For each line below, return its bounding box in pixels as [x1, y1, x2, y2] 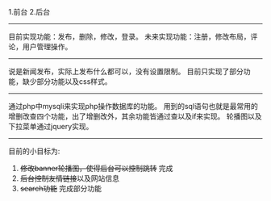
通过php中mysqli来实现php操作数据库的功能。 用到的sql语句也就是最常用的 [8, 102, 258, 111]
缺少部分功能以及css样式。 [22, 77, 112, 86]
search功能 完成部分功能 [19, 184, 102, 193]
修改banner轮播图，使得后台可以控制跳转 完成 [19, 164, 173, 173]
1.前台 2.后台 [8, 7, 51, 16]
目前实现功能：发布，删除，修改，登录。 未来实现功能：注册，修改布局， [8, 31, 251, 41]
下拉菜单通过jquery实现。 [8, 122, 94, 131]
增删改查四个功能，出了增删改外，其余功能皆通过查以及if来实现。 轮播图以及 [8, 111, 262, 121]
